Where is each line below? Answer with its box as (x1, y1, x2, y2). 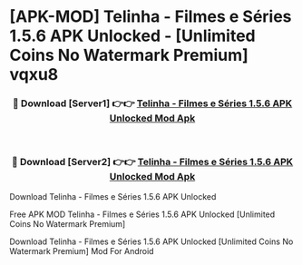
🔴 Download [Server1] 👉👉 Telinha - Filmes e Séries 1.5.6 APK (12, 97, 293, 110)
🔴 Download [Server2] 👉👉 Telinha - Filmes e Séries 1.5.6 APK (11, 156, 294, 169)
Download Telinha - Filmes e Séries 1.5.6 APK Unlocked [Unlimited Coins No (9, 236, 294, 247)
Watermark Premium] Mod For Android (9, 245, 154, 256)
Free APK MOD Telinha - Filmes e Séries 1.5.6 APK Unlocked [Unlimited (9, 209, 276, 220)
